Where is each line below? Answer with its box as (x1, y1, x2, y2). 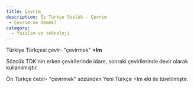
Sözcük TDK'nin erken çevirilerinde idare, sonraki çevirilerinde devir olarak (6, 58, 188, 65)
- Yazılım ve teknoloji (11, 31, 70, 36)
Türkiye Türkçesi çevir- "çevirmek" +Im (6, 46, 102, 53)
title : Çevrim (6, 8, 41, 15)
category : (6, 25, 31, 31)
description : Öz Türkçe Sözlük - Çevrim (6, 14, 108, 20)
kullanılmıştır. (6, 64, 38, 71)
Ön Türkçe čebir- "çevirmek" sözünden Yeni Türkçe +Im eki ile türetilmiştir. (6, 76, 188, 83)
